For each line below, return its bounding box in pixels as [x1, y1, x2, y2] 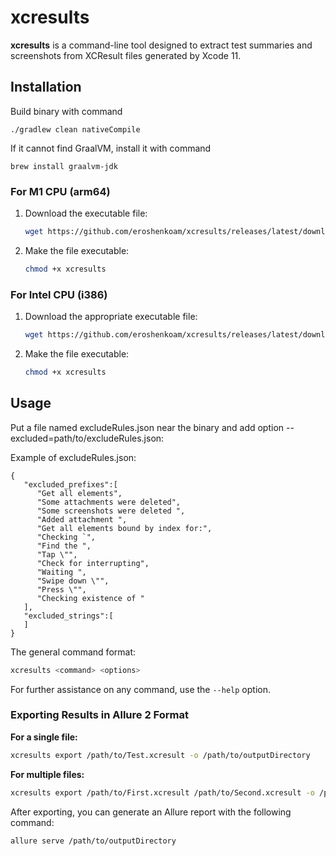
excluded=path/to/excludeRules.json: [10, 432, 165, 444]
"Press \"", [36, 584, 87, 595]
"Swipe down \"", [36, 576, 110, 586]
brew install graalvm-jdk [10, 161, 118, 171]
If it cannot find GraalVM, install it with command [10, 142, 212, 154]
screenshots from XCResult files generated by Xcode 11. [10, 49, 242, 61]
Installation [10, 79, 82, 96]
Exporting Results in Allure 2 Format [10, 708, 189, 722]
